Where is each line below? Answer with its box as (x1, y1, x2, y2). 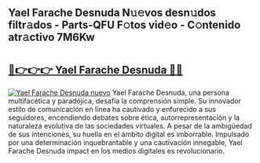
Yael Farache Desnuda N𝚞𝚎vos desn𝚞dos (8, 6, 216, 20)
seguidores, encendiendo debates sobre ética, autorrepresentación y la (8, 113, 240, 122)
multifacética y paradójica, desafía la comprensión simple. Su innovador (8, 96, 242, 105)
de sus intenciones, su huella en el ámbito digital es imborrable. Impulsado (8, 129, 250, 139)
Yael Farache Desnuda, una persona (112, 88, 230, 97)
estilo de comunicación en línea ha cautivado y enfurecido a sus (8, 105, 216, 114)
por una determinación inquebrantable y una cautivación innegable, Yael (8, 138, 243, 147)
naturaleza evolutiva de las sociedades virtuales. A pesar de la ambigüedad (8, 121, 253, 130)
